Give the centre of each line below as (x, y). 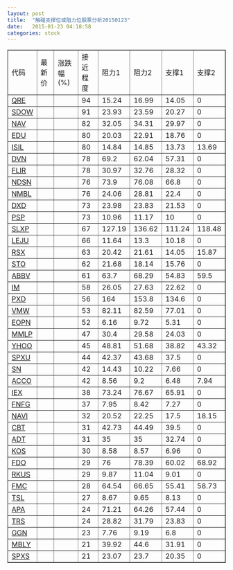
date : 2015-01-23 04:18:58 (49, 26)
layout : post (26, 14)
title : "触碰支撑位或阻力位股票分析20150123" (69, 20)
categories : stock (34, 33)
